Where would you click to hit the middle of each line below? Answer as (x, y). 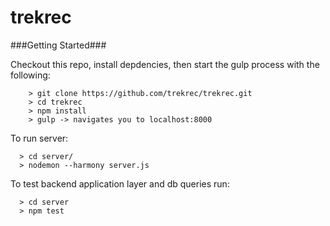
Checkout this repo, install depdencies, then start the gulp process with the (165, 64)
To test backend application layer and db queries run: (120, 183)
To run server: (39, 138)
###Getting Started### (58, 45)
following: (30, 75)
